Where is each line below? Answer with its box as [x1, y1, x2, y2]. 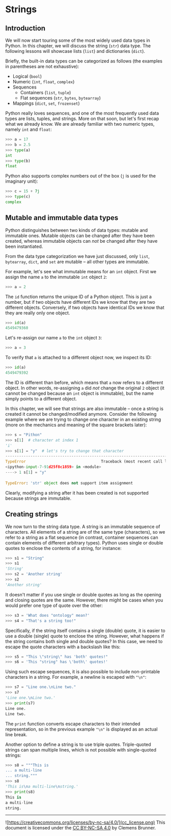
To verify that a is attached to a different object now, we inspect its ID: [5, 355, 152, 361]
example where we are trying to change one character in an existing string [5, 416, 161, 422]
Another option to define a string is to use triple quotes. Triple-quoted [5, 741, 151, 747]
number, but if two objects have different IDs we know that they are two [5, 299, 155, 305]
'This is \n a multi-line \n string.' [5, 784, 79, 789]
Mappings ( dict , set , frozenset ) [12, 100, 80, 106]
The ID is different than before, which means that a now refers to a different [5, 379, 163, 385]
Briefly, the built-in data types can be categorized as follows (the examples [5, 58, 163, 64]
